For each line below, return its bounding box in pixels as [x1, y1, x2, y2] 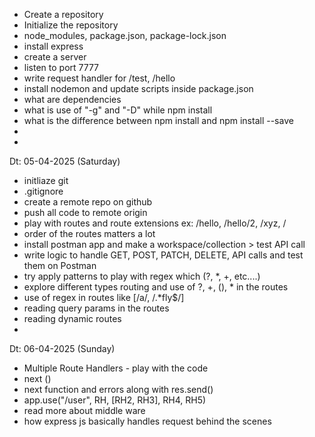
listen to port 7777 [23, 62, 100, 73]
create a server [23, 51, 87, 63]
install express [23, 40, 84, 52]
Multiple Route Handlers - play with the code [23, 362, 209, 374]
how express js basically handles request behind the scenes [23, 415, 272, 427]
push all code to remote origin [23, 207, 148, 218]
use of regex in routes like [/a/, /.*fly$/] [23, 292, 185, 303]
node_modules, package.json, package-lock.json [23, 30, 227, 41]
